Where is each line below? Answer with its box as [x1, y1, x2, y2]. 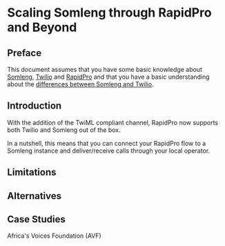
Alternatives [7, 190, 62, 202]
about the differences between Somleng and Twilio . [7, 80, 154, 88]
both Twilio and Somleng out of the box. [7, 126, 121, 134]
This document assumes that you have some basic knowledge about [7, 66, 202, 73]
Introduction [7, 100, 62, 112]
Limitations [7, 167, 57, 178]
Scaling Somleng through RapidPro [7, 5, 212, 21]
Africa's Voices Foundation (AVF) [7, 231, 101, 240]
